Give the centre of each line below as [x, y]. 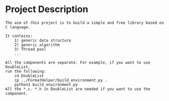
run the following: [26, 71]
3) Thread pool [30, 49]
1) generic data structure [43, 40]
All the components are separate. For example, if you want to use [78, 62]
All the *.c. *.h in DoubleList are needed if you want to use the [78, 89]
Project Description [47, 9]
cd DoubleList [29, 76]
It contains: [19, 36]
